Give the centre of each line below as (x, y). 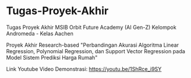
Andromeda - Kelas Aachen (40, 33)
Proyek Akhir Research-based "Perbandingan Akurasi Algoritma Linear (93, 45)
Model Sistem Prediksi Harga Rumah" (52, 57)
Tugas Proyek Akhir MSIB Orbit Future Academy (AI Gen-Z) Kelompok (91, 27)
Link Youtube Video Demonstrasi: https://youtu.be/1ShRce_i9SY (84, 69)
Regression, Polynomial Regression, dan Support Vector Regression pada (96, 51)
